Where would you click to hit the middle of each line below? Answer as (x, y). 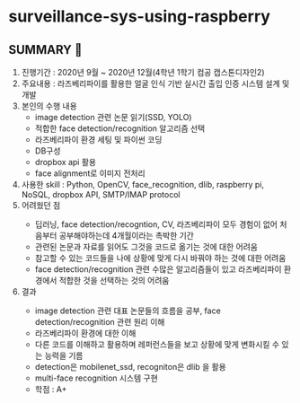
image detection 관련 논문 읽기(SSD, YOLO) (113, 117)
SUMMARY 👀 (45, 50)
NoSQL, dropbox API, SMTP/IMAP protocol (101, 194)
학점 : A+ (51, 389)
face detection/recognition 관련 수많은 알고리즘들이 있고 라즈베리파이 (158, 269)
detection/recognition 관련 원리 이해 (100, 322)
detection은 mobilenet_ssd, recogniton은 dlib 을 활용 (130, 367)
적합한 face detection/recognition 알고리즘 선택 (120, 128)
